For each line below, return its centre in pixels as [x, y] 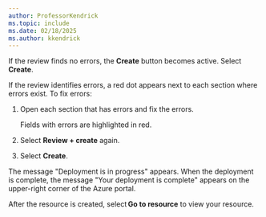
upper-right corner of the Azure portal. [72, 189]
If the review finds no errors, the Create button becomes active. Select [125, 61]
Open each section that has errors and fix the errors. [107, 109]
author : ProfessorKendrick [53, 16]
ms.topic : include [39, 23]
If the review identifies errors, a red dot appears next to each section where [133, 85]
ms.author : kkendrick [44, 38]
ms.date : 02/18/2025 [43, 31]
